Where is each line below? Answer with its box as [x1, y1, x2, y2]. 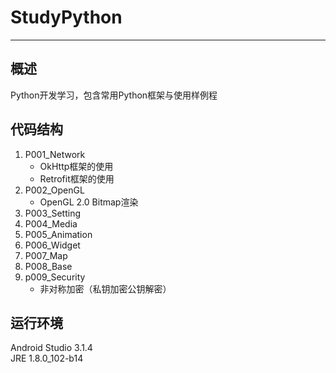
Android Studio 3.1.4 [10, 342, 93, 354]
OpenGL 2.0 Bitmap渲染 [39, 196, 139, 208]
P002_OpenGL [24, 184, 85, 196]
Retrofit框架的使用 [39, 172, 115, 185]
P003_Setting [24, 207, 81, 219]
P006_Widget [24, 239, 81, 251]
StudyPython [10, 6, 123, 29]
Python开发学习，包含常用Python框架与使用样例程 [10, 89, 218, 101]
